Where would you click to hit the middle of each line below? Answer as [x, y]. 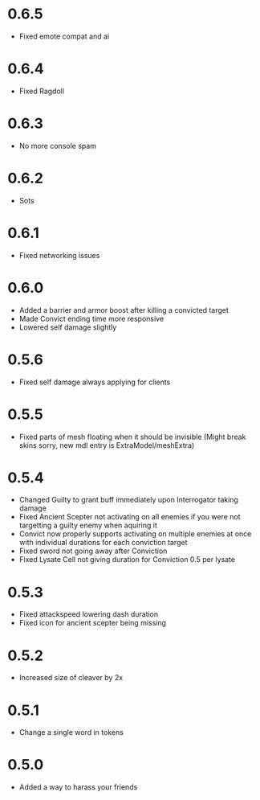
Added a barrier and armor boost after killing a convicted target [124, 310]
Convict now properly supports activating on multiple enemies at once [135, 534]
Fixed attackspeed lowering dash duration [89, 614]
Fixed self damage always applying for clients [95, 382]
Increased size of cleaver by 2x [71, 678]
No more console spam [58, 146]
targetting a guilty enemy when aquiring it [88, 525]
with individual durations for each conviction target [103, 543]
